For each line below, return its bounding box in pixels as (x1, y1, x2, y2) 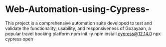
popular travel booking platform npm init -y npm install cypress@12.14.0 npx (5, 30, 161, 36)
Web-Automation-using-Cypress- (5, 3, 150, 15)
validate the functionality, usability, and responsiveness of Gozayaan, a (5, 25, 151, 31)
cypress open (5, 36, 33, 42)
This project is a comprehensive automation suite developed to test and (5, 20, 152, 26)
